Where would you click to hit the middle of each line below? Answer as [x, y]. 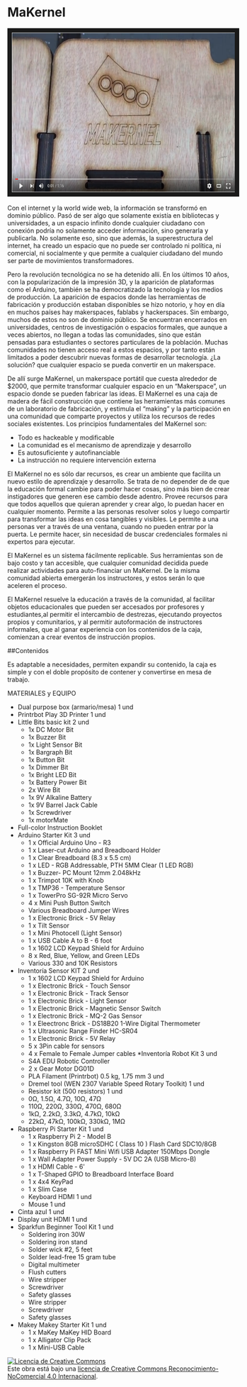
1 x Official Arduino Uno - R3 [69, 842]
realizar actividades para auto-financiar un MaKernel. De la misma [104, 570]
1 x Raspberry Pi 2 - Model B [70, 1136]
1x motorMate [48, 820]
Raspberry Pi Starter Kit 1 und [61, 1129]
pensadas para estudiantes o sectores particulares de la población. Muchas [118, 342]
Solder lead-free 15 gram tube [72, 1257]
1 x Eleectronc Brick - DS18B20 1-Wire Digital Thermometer [114, 1023]
